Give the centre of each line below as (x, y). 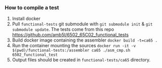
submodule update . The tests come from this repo (63, 29)
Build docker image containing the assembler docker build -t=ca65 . (85, 40)
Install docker (26, 19)
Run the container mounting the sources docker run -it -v (74, 46)
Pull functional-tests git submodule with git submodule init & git (82, 24)
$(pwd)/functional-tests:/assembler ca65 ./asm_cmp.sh (71, 50)
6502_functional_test (35, 55)
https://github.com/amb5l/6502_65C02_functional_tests (70, 35)
